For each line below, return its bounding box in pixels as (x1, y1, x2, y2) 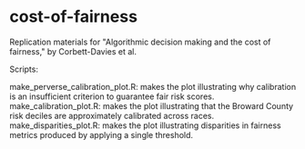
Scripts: (9, 64, 39, 74)
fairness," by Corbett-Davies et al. (9, 45, 137, 56)
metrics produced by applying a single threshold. (9, 129, 194, 140)
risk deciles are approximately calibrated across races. (9, 110, 215, 121)
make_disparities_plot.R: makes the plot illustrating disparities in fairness (9, 120, 281, 131)
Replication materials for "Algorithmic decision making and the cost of (9, 36, 271, 47)
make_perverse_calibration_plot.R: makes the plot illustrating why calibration (9, 81, 297, 92)
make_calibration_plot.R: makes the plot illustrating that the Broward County (9, 100, 294, 111)
